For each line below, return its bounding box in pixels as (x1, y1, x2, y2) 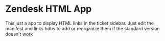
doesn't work (5, 31, 33, 37)
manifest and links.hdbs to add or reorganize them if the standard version (5, 25, 160, 31)
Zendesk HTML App (5, 3, 92, 15)
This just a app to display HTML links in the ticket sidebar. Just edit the (5, 20, 154, 26)
